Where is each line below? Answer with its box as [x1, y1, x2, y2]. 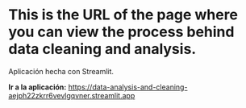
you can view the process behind [8, 23, 235, 41]
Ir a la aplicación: [8, 82, 67, 92]
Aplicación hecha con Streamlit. [8, 66, 115, 76]
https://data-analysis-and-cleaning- [68, 82, 188, 92]
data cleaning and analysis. [8, 40, 197, 58]
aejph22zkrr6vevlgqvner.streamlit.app [8, 90, 136, 100]
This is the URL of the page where [8, 6, 238, 24]
